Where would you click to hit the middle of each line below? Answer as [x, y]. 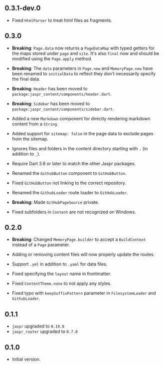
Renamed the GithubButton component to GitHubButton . [69, 173]
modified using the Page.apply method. [52, 58]
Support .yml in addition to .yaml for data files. [60, 264]
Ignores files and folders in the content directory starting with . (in [80, 148]
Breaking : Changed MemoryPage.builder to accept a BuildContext [79, 240]
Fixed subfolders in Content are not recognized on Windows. [74, 212]
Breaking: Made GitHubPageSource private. [55, 202]
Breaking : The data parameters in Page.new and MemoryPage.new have [82, 68]
